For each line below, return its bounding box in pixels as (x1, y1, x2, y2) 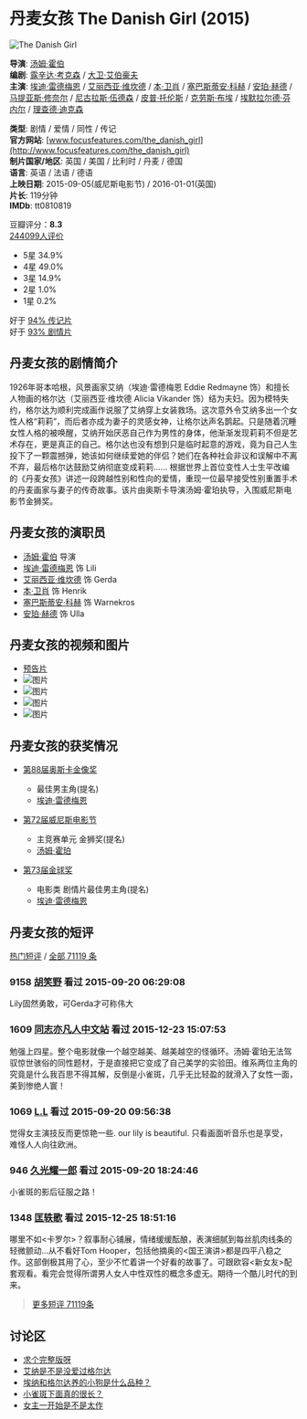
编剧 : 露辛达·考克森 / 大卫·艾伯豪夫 (9, 69, 139, 80)
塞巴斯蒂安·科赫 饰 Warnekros (22, 596, 135, 607)
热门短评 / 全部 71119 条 (9, 951, 98, 962)
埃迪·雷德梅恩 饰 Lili (22, 562, 97, 573)
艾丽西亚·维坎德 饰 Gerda (22, 573, 117, 584)
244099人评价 (9, 230, 64, 241)
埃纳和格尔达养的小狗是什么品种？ (22, 1377, 152, 1388)
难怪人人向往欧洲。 (9, 1139, 82, 1150)
